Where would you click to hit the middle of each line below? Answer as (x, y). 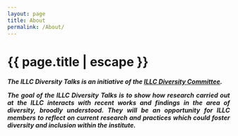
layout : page (26, 14)
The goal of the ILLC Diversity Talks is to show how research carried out (119, 95)
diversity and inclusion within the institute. (72, 125)
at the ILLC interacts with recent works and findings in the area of (119, 103)
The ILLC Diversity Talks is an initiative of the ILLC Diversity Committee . (115, 82)
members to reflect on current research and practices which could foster (119, 118)
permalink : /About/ (36, 27)
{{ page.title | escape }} (78, 62)
